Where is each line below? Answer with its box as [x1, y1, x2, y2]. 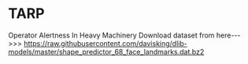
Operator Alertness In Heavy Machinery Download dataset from [8, 30, 215, 40]
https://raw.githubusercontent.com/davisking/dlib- [23, 38, 187, 48]
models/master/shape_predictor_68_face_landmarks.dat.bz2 [8, 47, 205, 56]
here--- [216, 30, 242, 40]
